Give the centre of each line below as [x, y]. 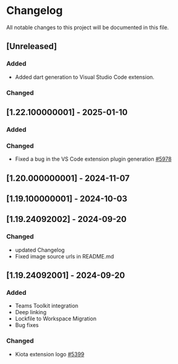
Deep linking [31, 312]
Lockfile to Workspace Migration [56, 318]
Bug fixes [27, 325]
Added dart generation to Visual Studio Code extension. [84, 77]
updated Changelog [40, 250]
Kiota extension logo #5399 [50, 354]
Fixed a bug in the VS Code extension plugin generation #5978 [93, 159]
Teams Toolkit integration [47, 306]
